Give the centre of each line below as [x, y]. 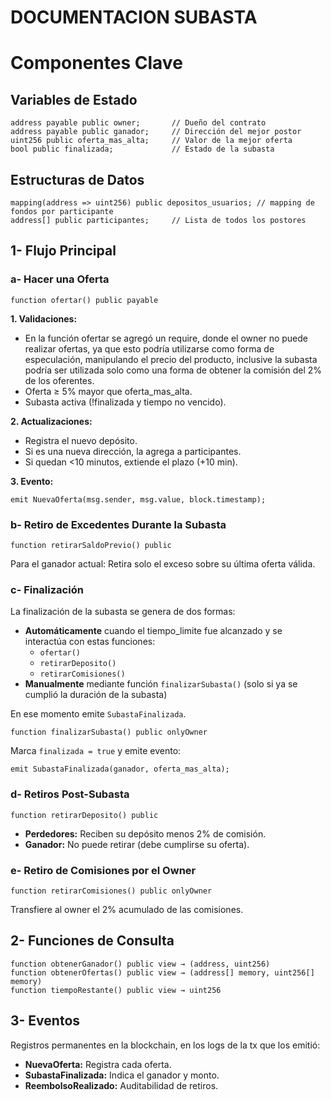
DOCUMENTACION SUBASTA [134, 17]
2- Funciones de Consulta [92, 941]
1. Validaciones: [44, 318]
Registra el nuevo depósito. [81, 440]
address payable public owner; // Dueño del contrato [138, 123]
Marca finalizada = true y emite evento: [96, 751]
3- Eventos [45, 1021]
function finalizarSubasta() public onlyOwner [109, 732]
